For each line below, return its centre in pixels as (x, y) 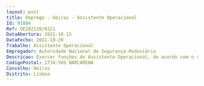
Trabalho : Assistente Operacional (50, 46)
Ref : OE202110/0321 (31, 29)
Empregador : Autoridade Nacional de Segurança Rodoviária (81, 51)
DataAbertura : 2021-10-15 (39, 35)
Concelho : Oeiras (28, 68)
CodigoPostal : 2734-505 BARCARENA (50, 62)
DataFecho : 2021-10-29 (35, 40)
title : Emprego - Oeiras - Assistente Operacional (72, 18)
